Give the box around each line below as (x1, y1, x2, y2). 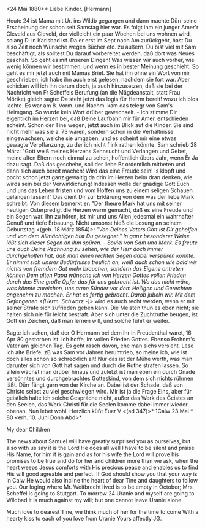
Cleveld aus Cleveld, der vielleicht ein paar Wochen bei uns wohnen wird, (6, 30, 192, 37)
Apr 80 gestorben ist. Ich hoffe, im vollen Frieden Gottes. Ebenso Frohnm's (6, 336, 195, 343)
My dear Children (6, 426, 50, 433)
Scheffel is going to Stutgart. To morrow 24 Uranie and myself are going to (6, 490, 195, 497)
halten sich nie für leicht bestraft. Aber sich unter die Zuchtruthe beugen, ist (6, 311, 198, 318)
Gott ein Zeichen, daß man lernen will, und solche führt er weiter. (6, 317, 170, 324)
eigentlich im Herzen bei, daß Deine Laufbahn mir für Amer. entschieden (6, 115, 188, 122)
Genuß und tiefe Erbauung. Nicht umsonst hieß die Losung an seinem (6, 219, 182, 227)
